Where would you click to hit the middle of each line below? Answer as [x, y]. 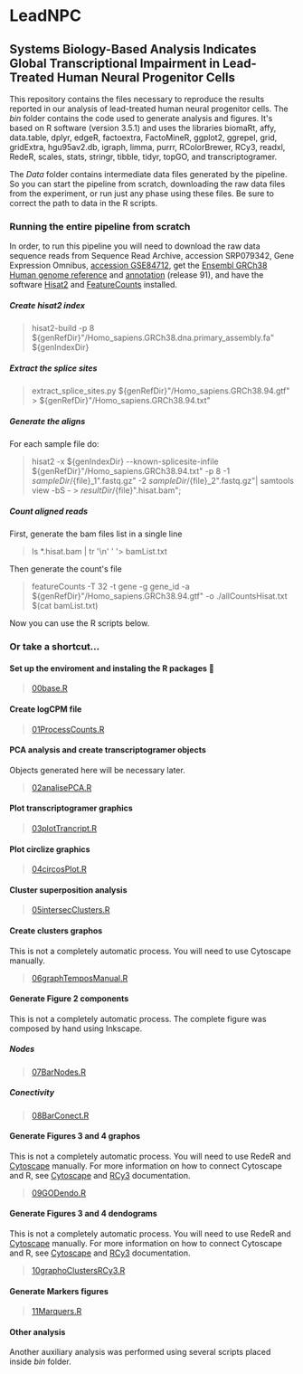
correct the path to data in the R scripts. [84, 203]
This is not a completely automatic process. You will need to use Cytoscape [150, 951]
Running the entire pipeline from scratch [100, 226]
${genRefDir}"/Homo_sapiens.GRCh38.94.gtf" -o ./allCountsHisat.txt [159, 596]
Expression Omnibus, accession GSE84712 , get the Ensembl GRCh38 [138, 265]
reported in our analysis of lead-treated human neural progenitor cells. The [149, 109]
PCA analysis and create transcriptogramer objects [108, 750]
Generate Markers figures [59, 1291]
